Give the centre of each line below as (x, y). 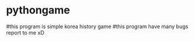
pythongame (38, 10)
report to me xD (25, 32)
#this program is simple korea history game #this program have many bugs (97, 26)
